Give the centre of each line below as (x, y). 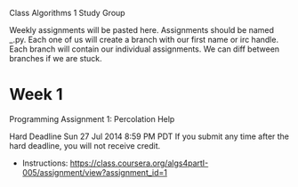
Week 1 (36, 95)
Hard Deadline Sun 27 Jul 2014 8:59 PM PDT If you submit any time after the (149, 136)
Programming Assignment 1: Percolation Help (92, 118)
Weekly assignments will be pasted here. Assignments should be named (141, 30)
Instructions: (45, 163)
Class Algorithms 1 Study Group (68, 13)
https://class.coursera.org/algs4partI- (139, 163)
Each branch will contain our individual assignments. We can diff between (145, 49)
